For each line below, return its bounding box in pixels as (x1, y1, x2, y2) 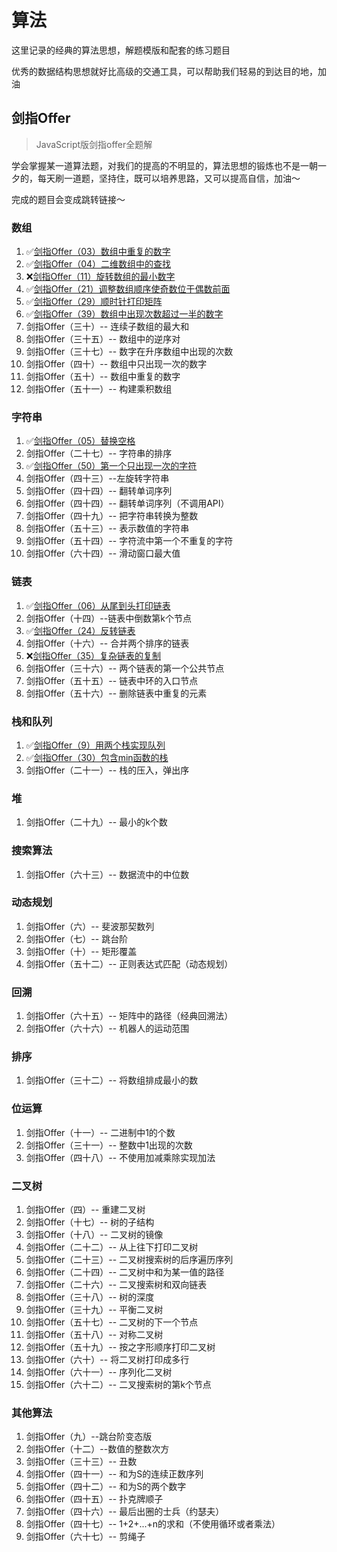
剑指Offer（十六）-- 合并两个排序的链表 (25, 637, 190, 649)
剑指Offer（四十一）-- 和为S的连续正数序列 (25, 1468, 204, 1480)
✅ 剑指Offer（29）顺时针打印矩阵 (25, 296, 163, 308)
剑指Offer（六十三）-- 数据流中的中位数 (25, 868, 190, 880)
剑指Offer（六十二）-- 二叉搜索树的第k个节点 (25, 1379, 212, 1391)
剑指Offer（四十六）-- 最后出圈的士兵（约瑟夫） (25, 1506, 225, 1518)
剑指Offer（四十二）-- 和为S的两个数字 (25, 1481, 187, 1493)
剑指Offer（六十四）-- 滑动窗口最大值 (25, 547, 181, 560)
